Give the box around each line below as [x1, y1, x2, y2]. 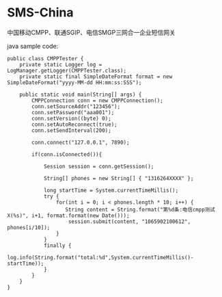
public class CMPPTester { [7, 55, 84, 62]
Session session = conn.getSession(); [43, 163, 154, 170]
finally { [43, 242, 72, 249]
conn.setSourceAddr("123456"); [31, 103, 121, 110]
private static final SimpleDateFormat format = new [19, 73, 173, 80]
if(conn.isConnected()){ [31, 151, 102, 158]
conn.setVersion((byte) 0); [31, 115, 111, 122]
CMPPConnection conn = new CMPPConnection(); [31, 97, 164, 104]
